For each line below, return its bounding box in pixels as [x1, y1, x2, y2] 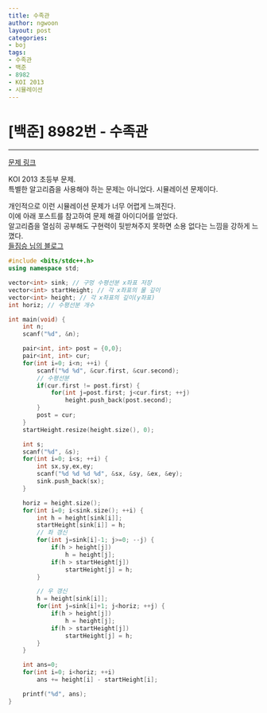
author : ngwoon [8, 19, 59, 27]
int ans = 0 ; [22, 661, 59, 669]
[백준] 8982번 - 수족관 [8, 123, 149, 140]
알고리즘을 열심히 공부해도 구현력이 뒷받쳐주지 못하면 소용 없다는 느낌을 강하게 [8, 221, 250, 231]
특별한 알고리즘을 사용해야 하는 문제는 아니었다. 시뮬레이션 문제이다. [8, 185, 219, 194]
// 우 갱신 [37, 587, 68, 595]
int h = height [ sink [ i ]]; [37, 514, 123, 522]
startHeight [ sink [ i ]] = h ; [37, 521, 126, 529]
